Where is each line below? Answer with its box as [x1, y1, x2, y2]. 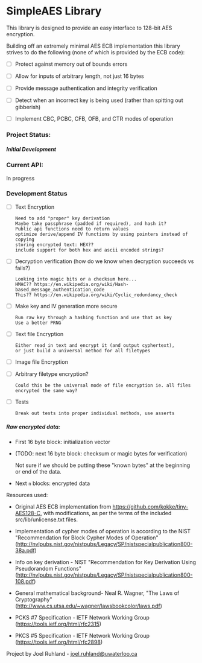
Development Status [6, 189, 68, 198]
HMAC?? [14, 281, 32, 287]
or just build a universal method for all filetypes [14, 348, 151, 354]
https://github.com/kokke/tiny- [112, 503, 189, 510]
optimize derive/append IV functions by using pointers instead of [14, 231, 188, 237]
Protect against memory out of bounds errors [14, 60, 128, 68]
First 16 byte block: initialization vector [14, 439, 110, 446]
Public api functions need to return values [14, 226, 129, 232]
